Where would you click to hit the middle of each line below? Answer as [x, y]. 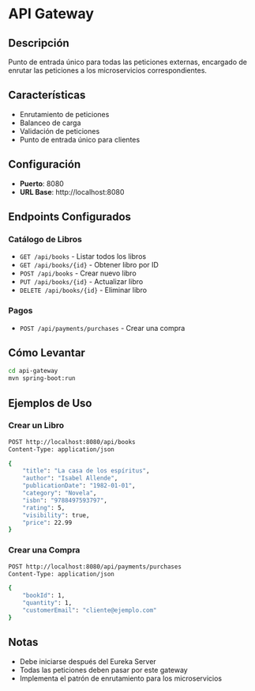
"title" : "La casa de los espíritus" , [86, 471]
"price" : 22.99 [47, 522]
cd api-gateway [33, 371]
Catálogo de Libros [45, 239]
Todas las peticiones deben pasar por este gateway [103, 670]
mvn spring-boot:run [42, 378]
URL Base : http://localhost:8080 [72, 192]
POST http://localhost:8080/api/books [72, 442]
